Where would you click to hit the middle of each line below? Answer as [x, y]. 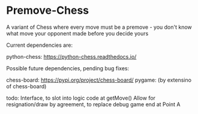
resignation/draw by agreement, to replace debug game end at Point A [93, 104]
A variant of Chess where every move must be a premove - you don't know [99, 27]
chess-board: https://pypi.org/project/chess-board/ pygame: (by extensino [99, 80]
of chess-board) [26, 86]
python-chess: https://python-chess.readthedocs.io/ [71, 56]
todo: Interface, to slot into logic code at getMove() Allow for [81, 98]
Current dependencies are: [40, 45]
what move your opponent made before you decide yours [77, 33]
